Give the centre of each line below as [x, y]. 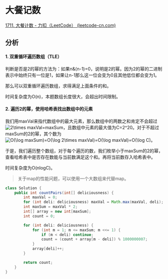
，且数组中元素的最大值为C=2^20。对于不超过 [111, 127]
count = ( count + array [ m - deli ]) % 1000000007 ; [94, 239]
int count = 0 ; [39, 216]
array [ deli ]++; [48, 249]
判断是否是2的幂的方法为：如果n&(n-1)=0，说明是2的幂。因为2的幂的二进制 [84, 69]
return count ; [38, 262]
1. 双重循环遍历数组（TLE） [34, 57]
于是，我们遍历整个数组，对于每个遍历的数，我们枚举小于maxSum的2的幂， [84, 151]
